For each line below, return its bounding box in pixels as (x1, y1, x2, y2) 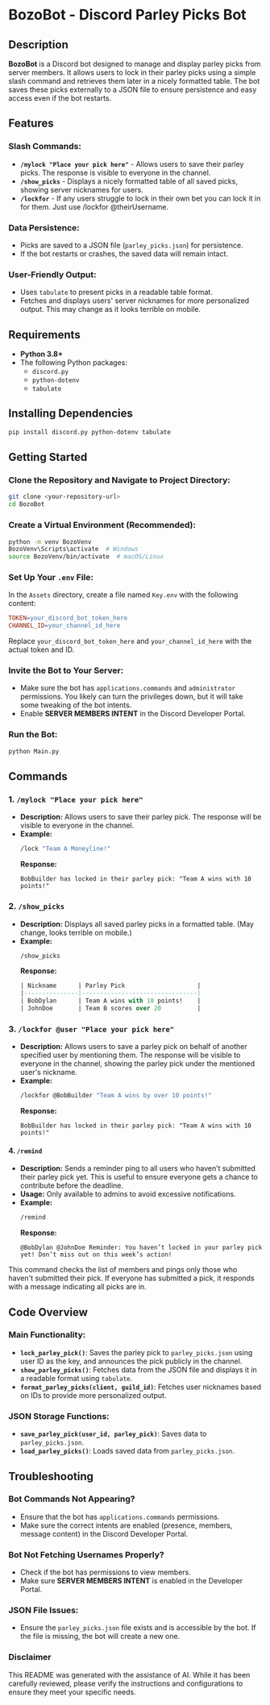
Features (8, 117, 54, 131)
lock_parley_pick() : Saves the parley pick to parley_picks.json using (19, 1347, 253, 1357)
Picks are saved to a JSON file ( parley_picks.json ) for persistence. (19, 240, 243, 250)
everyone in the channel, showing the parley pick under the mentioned (19, 1059, 255, 1068)
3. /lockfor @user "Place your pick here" (8, 1023, 175, 1035)
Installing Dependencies (8, 407, 133, 421)
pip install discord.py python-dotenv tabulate (8, 428, 172, 436)
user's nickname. (19, 1068, 78, 1077)
